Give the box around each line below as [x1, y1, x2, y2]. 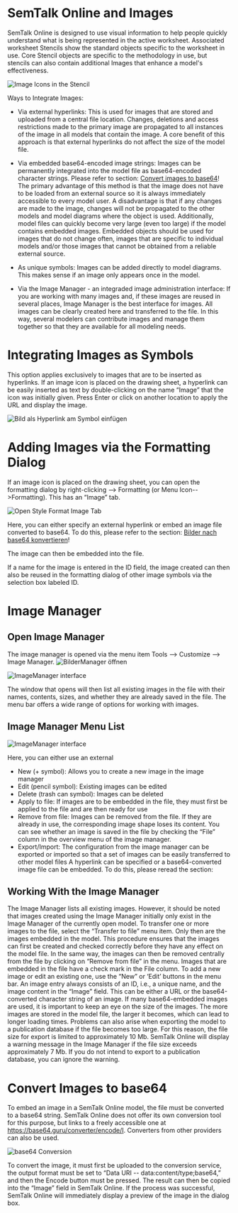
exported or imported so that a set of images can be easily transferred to [17, 850, 231, 858]
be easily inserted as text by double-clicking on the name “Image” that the [7, 385, 225, 394]
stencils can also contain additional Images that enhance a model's [7, 58, 203, 67]
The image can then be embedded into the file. [7, 549, 144, 558]
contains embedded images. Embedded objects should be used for [17, 226, 214, 235]
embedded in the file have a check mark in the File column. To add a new [7, 965, 221, 973]
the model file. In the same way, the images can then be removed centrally [7, 950, 225, 958]
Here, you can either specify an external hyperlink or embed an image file [7, 520, 222, 529]
